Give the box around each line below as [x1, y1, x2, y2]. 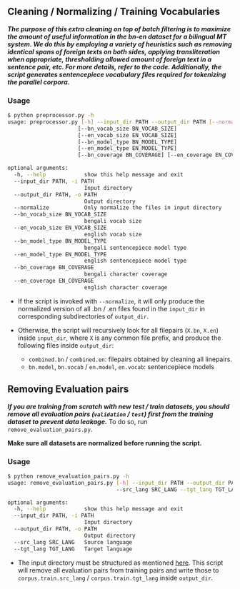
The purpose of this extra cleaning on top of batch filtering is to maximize [7, 24, 231, 33]
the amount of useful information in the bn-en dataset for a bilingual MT [7, 32, 227, 41]
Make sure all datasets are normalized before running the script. [7, 438, 202, 447]
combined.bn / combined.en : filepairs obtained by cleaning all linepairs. [28, 355, 233, 363]
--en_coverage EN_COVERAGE [14, 278, 94, 285]
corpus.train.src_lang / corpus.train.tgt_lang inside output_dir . [17, 573, 214, 582]
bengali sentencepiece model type [84, 244, 187, 251]
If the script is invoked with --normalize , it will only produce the [17, 296, 205, 306]
